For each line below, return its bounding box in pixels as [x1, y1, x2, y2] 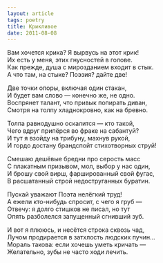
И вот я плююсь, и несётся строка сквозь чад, [7, 226, 145, 234]
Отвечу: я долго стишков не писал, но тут [7, 205, 131, 213]
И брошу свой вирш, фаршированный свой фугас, [7, 170, 155, 178]
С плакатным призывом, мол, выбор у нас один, [7, 162, 151, 170]
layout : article [7, 10, 54, 17]
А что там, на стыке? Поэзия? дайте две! [7, 71, 128, 79]
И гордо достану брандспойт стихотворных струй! [7, 141, 157, 149]
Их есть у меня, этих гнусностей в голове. [7, 56, 133, 64]
